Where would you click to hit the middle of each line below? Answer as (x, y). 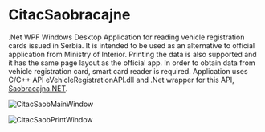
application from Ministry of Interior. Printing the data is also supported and (132, 54)
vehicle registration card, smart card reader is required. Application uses (128, 71)
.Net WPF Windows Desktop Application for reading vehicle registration (126, 37)
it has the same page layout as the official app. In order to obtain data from (132, 63)
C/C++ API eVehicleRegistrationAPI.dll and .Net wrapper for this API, (121, 80)
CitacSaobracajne (69, 15)
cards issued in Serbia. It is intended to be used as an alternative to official (132, 45)
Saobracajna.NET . (38, 88)
